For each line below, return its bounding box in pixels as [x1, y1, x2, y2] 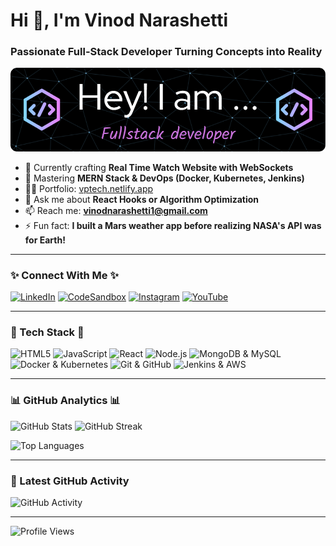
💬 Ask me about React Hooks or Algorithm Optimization [24, 193, 260, 205]
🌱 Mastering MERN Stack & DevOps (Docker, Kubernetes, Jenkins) [24, 172, 305, 184]
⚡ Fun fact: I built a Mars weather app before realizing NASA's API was [24, 219, 322, 231]
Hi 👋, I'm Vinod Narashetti [10, 9, 229, 32]
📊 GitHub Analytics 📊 [10, 394, 121, 408]
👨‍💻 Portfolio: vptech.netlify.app [24, 182, 154, 194]
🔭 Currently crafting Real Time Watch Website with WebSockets [24, 161, 294, 173]
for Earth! [24, 234, 66, 246]
